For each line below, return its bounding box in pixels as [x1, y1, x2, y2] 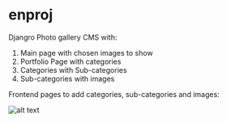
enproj [8, 6, 54, 24]
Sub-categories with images [19, 74, 115, 83]
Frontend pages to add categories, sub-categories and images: [8, 89, 221, 99]
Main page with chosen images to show [19, 48, 153, 57]
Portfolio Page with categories [19, 57, 122, 66]
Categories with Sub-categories [19, 65, 127, 74]
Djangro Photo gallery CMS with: [8, 32, 118, 42]
